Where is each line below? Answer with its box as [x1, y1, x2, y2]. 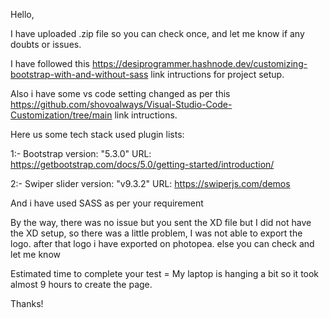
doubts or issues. [10, 39, 82, 50]
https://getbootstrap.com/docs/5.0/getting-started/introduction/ [10, 159, 275, 170]
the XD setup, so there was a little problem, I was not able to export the [10, 227, 303, 239]
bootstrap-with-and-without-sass [10, 69, 149, 80]
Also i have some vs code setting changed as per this [10, 88, 231, 99]
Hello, [10, 9, 35, 20]
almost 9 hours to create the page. [10, 279, 153, 290]
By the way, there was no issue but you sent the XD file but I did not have [10, 217, 312, 228]
